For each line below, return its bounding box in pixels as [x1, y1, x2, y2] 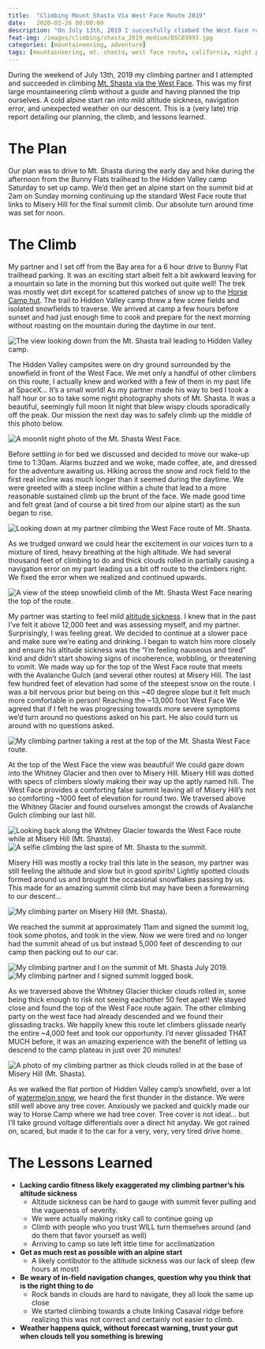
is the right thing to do [19, 1281, 94, 1290]
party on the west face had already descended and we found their [8, 1011, 223, 1021]
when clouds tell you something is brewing [19, 1331, 163, 1341]
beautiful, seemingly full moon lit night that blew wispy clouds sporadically [8, 401, 251, 411]
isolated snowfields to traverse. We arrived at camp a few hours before [8, 304, 239, 313]
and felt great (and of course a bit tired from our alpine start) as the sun [8, 499, 241, 509]
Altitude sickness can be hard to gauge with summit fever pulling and [31, 1196, 256, 1207]
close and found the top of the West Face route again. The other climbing [8, 1002, 247, 1013]
